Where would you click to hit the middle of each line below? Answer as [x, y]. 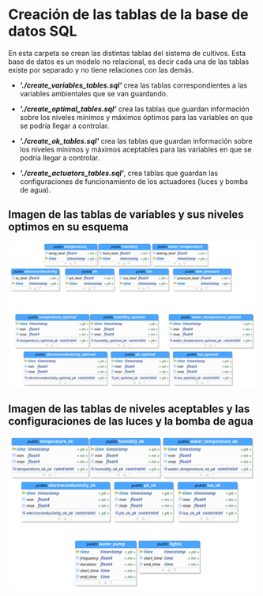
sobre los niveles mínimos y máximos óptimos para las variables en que [136, 117]
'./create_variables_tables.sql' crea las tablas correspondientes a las [133, 85]
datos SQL [43, 31]
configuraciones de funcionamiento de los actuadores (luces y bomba [134, 181]
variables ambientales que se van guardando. [94, 93]
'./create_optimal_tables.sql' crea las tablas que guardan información [135, 109]
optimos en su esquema [68, 227]
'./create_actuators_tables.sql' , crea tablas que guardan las [119, 173]
